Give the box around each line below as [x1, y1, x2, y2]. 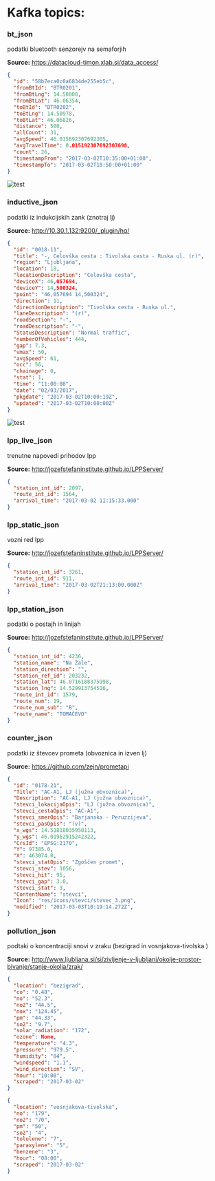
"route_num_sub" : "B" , [13, 704, 78, 711]
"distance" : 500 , [13, 123, 63, 130]
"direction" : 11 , [13, 297, 63, 304]
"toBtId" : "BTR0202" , [13, 103, 76, 111]
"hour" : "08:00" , [13, 1155, 63, 1162]
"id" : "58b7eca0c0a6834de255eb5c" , [13, 78, 115, 85]
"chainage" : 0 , [13, 368, 57, 375]
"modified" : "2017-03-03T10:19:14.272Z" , [13, 903, 134, 910]
